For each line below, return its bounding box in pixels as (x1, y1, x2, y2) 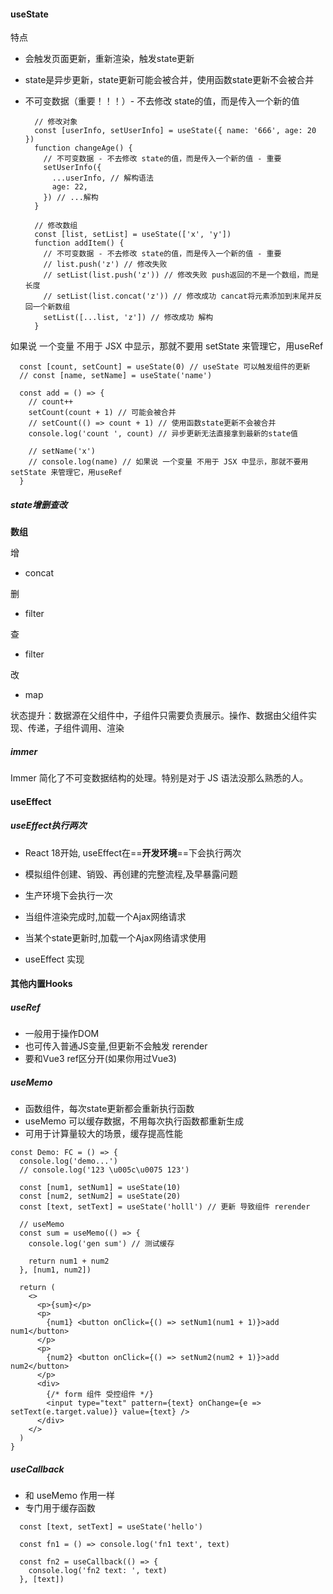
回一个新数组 (24, 302, 71, 312)
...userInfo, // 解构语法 (51, 173, 154, 184)
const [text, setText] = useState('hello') (19, 1522, 203, 1532)
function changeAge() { (34, 143, 133, 154)
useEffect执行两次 (10, 820, 87, 832)
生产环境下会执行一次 (24, 889, 113, 901)
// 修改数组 (34, 221, 78, 231)
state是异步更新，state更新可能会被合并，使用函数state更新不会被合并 (24, 74, 315, 86)
